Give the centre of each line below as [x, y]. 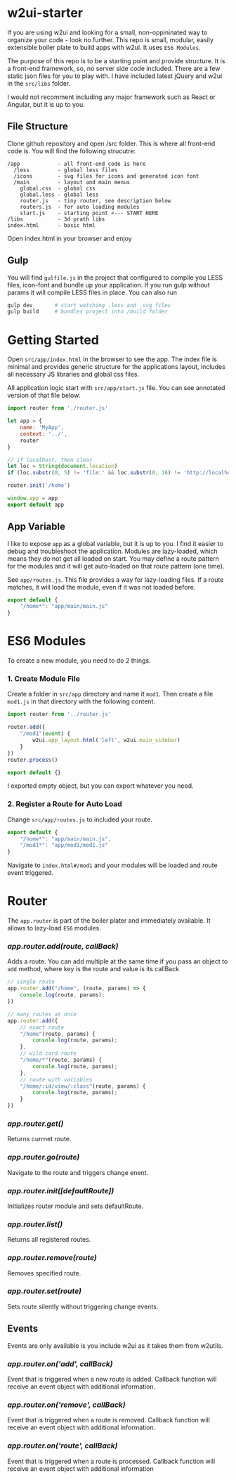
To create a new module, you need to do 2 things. [79, 661]
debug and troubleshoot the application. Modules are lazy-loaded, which [112, 551]
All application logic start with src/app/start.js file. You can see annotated [116, 388]
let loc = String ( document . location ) [63, 466]
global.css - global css [58, 188]
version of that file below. [44, 396]
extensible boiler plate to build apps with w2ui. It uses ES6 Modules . [104, 47]
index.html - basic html [52, 225]
